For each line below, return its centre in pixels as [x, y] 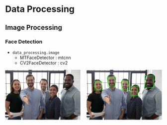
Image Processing [34, 28]
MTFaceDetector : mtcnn [45, 58]
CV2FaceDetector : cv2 [44, 62]
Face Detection [24, 42]
